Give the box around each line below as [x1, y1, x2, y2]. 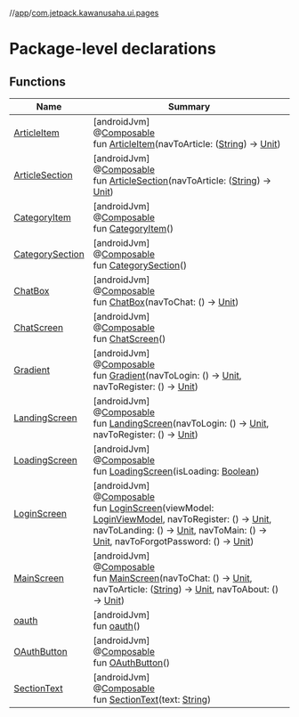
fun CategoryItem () [93, 223, 174, 234]
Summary [167, 101, 211, 112]
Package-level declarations [9, 39, 216, 59]
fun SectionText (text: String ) [93, 694, 212, 705]
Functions [9, 74, 67, 89]
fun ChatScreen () [93, 333, 166, 345]
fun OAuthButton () [93, 656, 171, 669]
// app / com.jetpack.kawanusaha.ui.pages [9, 8, 159, 18]
